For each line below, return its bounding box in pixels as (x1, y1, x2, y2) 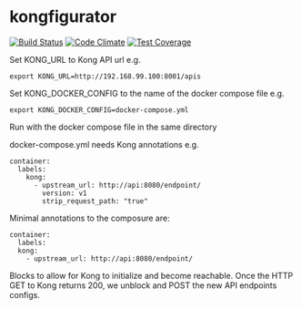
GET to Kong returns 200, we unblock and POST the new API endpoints (9, 280, 277, 291)
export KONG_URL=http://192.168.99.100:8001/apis (9, 71, 202, 81)
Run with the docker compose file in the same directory (9, 121, 217, 132)
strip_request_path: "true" (42, 196, 148, 206)
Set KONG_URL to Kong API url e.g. (9, 54, 141, 65)
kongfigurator (9, 6, 116, 27)
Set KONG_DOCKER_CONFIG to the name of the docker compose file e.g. (9, 88, 285, 98)
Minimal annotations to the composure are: (9, 212, 170, 223)
